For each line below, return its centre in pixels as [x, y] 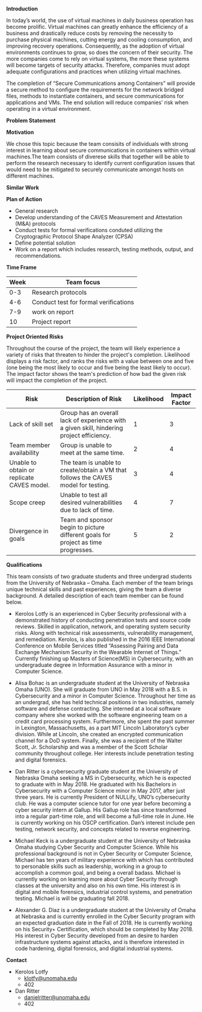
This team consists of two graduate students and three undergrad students [99, 576]
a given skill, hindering [91, 428]
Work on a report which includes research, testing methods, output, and [104, 249]
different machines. [30, 176]
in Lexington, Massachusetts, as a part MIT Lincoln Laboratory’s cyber [102, 728]
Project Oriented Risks [35, 336]
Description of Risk [94, 399]
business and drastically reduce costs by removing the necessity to [90, 33]
